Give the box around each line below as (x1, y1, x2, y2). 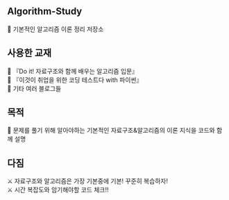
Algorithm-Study (7, 6, 83, 17)
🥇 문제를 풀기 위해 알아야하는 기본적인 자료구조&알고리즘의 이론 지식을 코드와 (7, 126, 215, 135)
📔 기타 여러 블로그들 (7, 84, 62, 92)
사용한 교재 (7, 47, 52, 59)
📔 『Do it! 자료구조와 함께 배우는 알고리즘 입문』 (7, 67, 139, 75)
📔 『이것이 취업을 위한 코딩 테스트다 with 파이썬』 (7, 76, 143, 84)
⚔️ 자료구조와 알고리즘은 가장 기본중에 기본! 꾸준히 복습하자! (7, 177, 169, 185)
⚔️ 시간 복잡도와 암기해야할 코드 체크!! (7, 185, 109, 194)
